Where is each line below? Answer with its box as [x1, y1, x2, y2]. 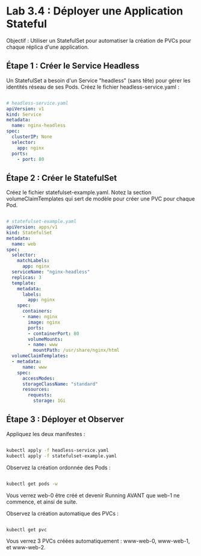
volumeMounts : [28, 336, 63, 342]
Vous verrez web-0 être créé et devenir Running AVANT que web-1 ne [6, 492, 180, 499]
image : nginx [28, 319, 61, 325]
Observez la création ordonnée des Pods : [6, 464, 111, 471]
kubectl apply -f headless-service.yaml [6, 447, 110, 453]
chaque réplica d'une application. [6, 43, 89, 51]
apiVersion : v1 [6, 105, 45, 112]
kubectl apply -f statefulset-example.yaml [6, 453, 117, 459]
